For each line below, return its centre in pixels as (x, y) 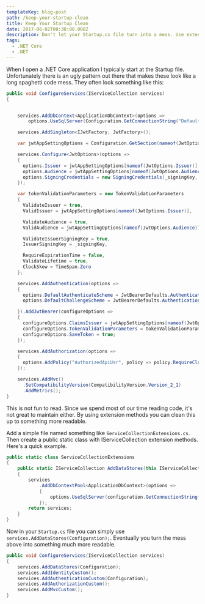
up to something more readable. (47, 421)
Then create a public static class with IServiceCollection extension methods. (102, 439)
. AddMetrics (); (42, 390)
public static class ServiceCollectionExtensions (71, 457)
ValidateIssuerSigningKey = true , (67, 239)
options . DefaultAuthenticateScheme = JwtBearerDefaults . (96, 295)
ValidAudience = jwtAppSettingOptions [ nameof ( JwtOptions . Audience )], (113, 228)
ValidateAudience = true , (55, 222)
